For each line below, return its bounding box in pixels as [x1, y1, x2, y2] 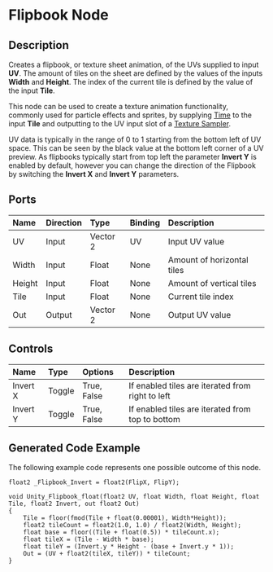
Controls [8, 342, 54, 356]
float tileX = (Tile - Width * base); [23, 535, 154, 543]
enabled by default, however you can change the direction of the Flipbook [8, 161, 256, 170]
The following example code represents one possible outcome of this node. [8, 463, 262, 473]
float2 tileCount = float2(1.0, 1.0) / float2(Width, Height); [23, 521, 242, 530]
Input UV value [167, 235, 225, 247]
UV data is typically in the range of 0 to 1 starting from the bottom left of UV [8, 134, 262, 144]
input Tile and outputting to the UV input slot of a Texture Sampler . [8, 119, 232, 128]
